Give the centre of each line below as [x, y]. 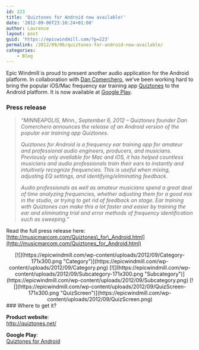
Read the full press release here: [46, 230]
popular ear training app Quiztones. [64, 133]
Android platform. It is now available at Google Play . [69, 92]
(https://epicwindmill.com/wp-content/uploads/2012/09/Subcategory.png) [97, 280]
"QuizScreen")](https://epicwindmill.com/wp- [116, 293]
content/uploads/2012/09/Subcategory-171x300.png [79, 274]
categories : [21, 51]
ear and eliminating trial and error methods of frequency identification [107, 212]
